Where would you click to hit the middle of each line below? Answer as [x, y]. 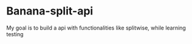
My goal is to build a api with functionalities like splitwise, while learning [96, 28]
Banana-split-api [50, 11]
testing [15, 34]
